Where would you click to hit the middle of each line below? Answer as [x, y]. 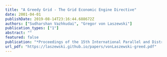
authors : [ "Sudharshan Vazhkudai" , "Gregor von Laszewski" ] [69, 24]
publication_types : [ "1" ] [32, 28]
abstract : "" [19, 33]
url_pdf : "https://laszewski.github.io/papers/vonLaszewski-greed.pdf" [81, 47]
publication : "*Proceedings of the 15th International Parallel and [78, 42]
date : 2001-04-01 [23, 14]
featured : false [22, 38]
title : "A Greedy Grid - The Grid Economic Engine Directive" [71, 10]
